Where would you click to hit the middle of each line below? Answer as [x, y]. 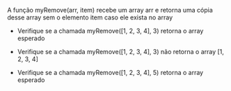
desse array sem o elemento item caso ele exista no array [90, 17]
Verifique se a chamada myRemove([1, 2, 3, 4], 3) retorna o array [110, 31]
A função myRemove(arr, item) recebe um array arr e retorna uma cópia [110, 10]
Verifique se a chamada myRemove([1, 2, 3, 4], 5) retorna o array [110, 73]
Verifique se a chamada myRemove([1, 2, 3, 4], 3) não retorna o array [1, [121, 52]
